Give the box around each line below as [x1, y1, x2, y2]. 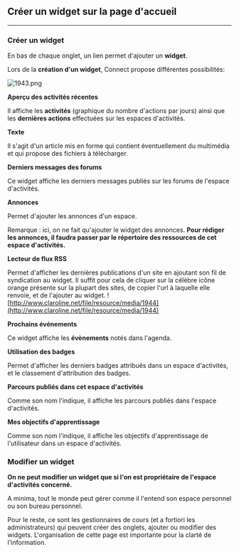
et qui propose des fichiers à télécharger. [7, 149, 128, 158]
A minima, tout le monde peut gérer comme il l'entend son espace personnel [7, 494, 232, 503]
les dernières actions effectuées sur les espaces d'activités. [7, 114, 186, 123]
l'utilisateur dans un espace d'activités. [7, 439, 122, 447]
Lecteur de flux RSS [7, 255, 68, 263]
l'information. [7, 538, 46, 547]
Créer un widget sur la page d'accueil [7, 6, 177, 18]
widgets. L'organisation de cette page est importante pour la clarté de [7, 531, 212, 539]
